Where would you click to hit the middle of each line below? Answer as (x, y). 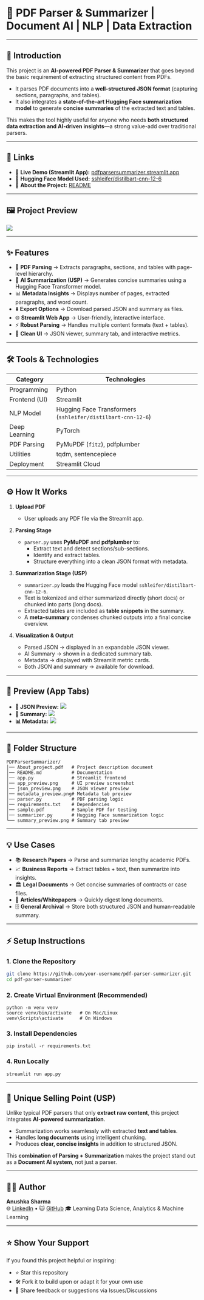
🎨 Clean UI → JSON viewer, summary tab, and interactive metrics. (97, 334)
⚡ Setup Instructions (46, 941)
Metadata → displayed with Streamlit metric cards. (87, 660)
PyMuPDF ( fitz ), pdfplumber (98, 444)
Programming (29, 390)
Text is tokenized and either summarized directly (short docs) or (104, 598)
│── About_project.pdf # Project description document (80, 768)
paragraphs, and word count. (51, 302)
